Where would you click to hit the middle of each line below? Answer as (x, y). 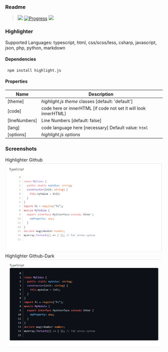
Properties (16, 82)
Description (101, 94)
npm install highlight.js (34, 70)
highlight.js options (61, 134)
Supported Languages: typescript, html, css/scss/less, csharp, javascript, (81, 42)
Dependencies (21, 59)
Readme (15, 7)
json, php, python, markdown (35, 48)
